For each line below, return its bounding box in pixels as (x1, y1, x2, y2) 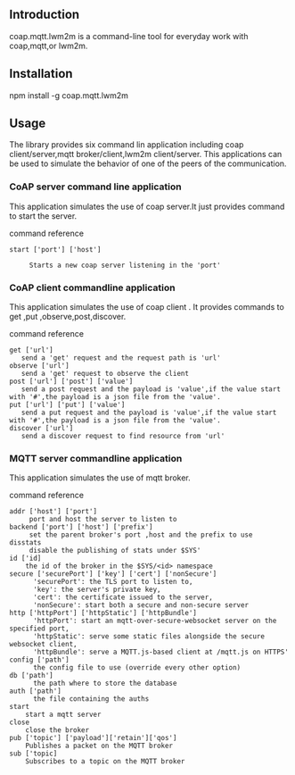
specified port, (9, 624, 70, 633)
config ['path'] (9, 655, 70, 664)
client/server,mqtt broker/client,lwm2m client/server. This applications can (9, 149, 283, 160)
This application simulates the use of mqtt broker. (9, 472, 192, 483)
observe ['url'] (9, 362, 70, 371)
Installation (9, 66, 73, 81)
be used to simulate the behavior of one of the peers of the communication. (9, 158, 287, 169)
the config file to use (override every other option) (32, 663, 242, 672)
